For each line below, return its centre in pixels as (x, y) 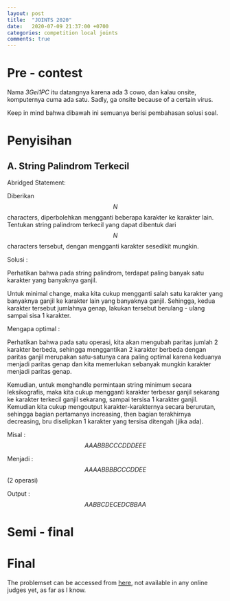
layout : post (26, 13)
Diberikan (21, 196)
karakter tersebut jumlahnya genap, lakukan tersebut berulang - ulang (106, 308)
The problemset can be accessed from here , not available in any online (107, 583)
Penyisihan (39, 141)
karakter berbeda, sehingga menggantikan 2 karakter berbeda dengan (107, 350)
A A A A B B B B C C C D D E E (115, 470)
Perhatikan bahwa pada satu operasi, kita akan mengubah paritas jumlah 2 (113, 342)
